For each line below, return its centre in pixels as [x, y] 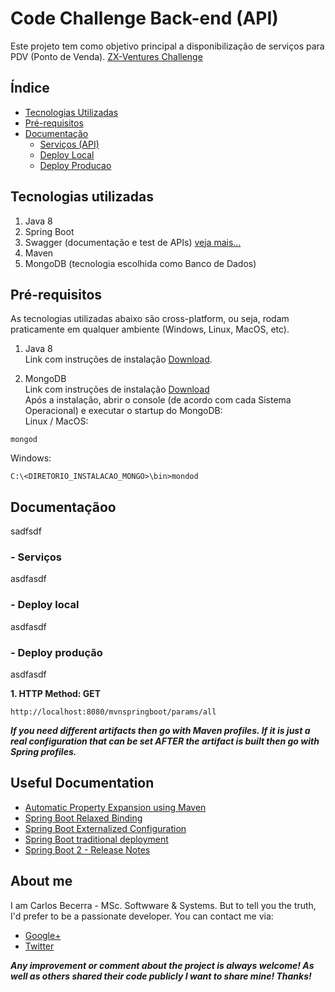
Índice [30, 88]
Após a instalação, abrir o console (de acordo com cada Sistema [158, 400]
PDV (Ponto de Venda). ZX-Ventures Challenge [106, 56]
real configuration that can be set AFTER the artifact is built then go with [165, 741]
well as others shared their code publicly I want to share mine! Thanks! [161, 976]
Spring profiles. [43, 752]
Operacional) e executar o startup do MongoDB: [123, 411]
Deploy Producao [75, 165]
